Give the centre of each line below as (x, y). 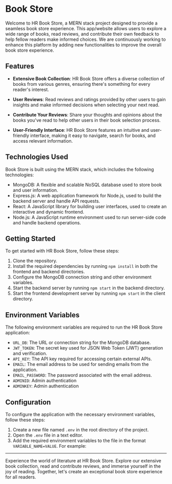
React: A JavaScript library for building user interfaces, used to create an (90, 206)
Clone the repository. (35, 261)
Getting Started (30, 238)
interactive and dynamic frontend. (48, 212)
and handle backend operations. (47, 222)
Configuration (28, 402)
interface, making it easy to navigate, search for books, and (93, 135)
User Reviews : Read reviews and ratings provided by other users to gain (89, 99)
